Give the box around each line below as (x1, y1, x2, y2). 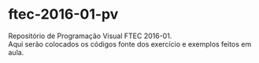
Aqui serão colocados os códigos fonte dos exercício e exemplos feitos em (8, 39, 252, 48)
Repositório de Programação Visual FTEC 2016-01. (8, 31, 172, 40)
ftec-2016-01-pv (8, 5, 119, 23)
